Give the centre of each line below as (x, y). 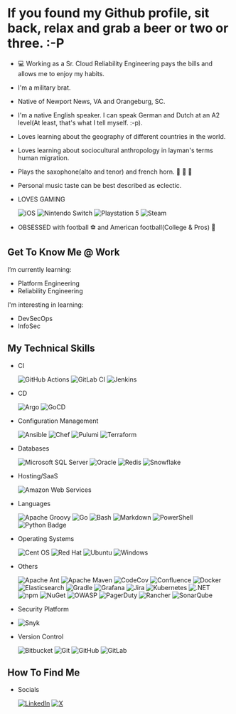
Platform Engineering (48, 283)
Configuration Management (58, 421)
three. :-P (36, 43)
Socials (28, 690)
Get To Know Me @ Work (64, 252)
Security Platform (43, 609)
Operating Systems (46, 538)
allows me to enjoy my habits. (61, 73)
